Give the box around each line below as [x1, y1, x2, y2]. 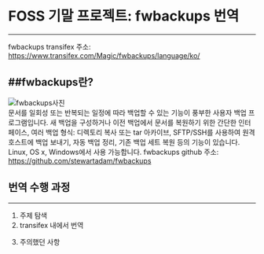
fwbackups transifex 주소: [8, 42, 92, 51]
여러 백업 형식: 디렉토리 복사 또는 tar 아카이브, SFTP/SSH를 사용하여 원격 [31, 127, 255, 137]
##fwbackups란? [8, 75, 94, 89]
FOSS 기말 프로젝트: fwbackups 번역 [8, 7, 240, 25]
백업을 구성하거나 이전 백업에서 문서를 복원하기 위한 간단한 [58, 117, 237, 127]
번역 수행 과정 [8, 181, 71, 194]
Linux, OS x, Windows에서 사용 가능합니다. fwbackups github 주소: [8, 147, 219, 156]
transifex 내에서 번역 [19, 220, 84, 230]
